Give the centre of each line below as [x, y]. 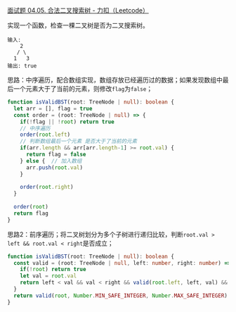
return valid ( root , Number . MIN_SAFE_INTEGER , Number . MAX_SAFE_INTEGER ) [121, 295]
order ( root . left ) [45, 135]
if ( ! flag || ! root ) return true [67, 122]
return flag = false [56, 154]
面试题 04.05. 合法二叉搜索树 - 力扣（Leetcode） [78, 10]
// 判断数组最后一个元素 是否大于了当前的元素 [79, 142]
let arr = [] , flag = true [53, 108]
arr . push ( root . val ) [54, 168]
